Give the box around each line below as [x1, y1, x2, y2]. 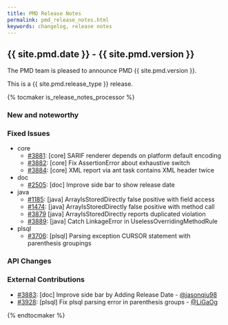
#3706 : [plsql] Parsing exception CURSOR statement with [27, 232, 191, 240]
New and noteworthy [7, 111, 79, 120]
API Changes [7, 256, 52, 266]
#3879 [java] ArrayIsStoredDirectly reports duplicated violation [27, 210, 207, 218]
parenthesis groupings [27, 239, 92, 247]
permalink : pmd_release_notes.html [7, 16, 110, 23]
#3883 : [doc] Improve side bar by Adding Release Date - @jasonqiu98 [17, 290, 218, 299]
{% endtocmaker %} [7, 311, 65, 320]
